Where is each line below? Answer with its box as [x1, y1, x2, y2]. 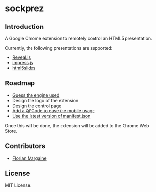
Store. [5, 128, 18, 134]
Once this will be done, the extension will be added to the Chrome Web [5, 122, 149, 128]
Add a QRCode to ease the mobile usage [12, 108, 95, 113]
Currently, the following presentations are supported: [5, 45, 113, 51]
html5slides [12, 65, 36, 71]
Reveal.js [12, 55, 31, 60]
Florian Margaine [12, 155, 47, 161]
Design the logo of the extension [12, 97, 79, 103]
